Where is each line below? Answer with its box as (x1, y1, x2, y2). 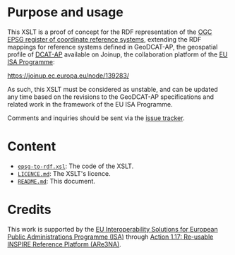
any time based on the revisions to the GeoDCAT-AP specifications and (7, 93, 214, 101)
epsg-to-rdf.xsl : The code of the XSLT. (17, 162, 134, 170)
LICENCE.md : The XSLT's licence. (17, 169, 111, 177)
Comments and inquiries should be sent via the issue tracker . (7, 114, 185, 122)
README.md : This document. (17, 177, 95, 185)
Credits (7, 202, 52, 218)
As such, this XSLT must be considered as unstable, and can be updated (7, 85, 219, 93)
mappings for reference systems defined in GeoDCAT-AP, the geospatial (7, 42, 218, 51)
